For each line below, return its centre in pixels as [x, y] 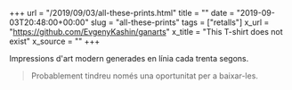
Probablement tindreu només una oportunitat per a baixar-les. [144, 76]
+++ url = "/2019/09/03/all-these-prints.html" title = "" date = [122, 13]
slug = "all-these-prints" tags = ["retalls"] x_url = [180, 22]
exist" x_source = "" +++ [55, 41]
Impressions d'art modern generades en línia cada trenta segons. [129, 58]
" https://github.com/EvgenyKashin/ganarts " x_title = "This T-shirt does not [146, 32]
